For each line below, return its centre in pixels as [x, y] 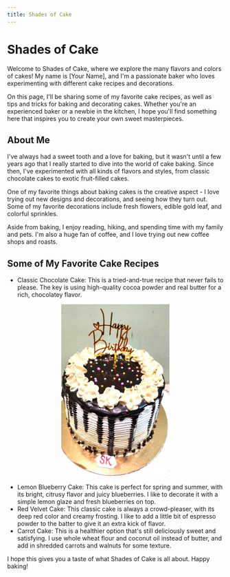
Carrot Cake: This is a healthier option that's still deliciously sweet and [116, 531]
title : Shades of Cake [39, 14]
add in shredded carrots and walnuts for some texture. [94, 545]
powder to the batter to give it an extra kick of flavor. [91, 523]
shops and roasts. [33, 242]
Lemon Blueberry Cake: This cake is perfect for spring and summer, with [120, 487]
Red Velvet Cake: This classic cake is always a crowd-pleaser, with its [116, 509]
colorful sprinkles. [33, 214]
